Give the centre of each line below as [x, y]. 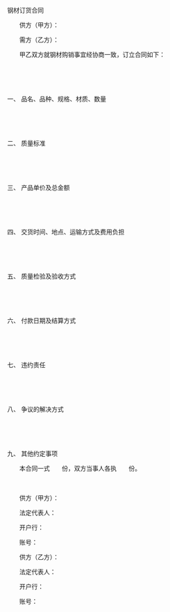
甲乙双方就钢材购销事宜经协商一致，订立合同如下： [92, 55]
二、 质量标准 [26, 143]
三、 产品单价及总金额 [39, 187]
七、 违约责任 [26, 365]
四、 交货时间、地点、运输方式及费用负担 [66, 232]
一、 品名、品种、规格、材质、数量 [57, 99]
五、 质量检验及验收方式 [42, 276]
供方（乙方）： [39, 557]
